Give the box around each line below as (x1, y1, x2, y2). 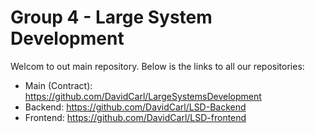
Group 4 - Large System (10, 6, 213, 29)
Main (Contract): (24, 79, 93, 91)
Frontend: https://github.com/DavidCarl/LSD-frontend (24, 111, 247, 123)
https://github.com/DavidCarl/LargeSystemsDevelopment (24, 90, 262, 102)
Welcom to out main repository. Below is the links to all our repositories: (10, 60, 305, 72)
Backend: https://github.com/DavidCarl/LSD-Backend (24, 101, 247, 113)
